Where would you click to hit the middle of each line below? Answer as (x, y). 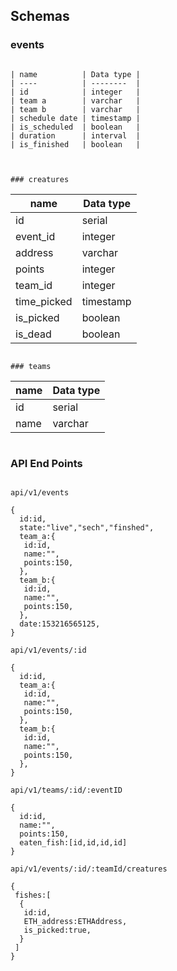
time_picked (44, 301)
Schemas (40, 16)
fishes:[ (33, 895)
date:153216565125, (60, 624)
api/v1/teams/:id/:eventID (66, 790)
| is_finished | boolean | (75, 144)
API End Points (46, 463)
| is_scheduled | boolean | (75, 127)
